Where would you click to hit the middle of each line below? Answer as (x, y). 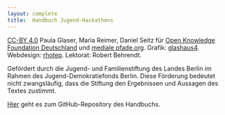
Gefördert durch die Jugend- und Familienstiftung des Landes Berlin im (110, 68)
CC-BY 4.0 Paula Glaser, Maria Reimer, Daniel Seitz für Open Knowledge (111, 40)
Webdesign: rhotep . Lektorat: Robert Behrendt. (75, 55)
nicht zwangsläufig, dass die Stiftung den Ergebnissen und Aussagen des (113, 83)
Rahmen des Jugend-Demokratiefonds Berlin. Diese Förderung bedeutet (111, 76)
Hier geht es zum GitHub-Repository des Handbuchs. (84, 104)
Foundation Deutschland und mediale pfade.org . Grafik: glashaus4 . (103, 47)
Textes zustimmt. (32, 91)
